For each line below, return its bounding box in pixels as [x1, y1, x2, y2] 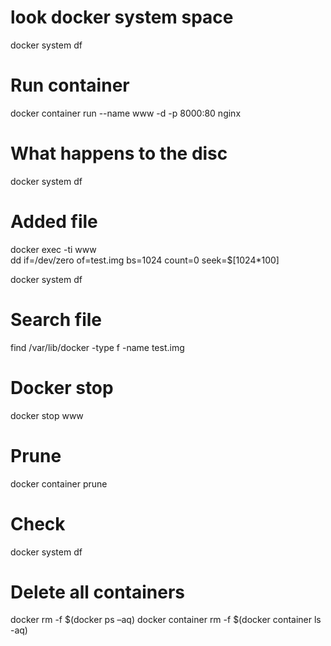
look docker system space [10, 6, 234, 29]
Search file [10, 308, 103, 331]
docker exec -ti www [10, 243, 97, 255]
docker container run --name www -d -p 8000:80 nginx [10, 107, 242, 119]
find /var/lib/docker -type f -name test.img [10, 341, 185, 353]
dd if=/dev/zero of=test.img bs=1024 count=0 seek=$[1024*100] [10, 254, 280, 266]
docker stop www [10, 409, 84, 421]
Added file [10, 211, 98, 233]
